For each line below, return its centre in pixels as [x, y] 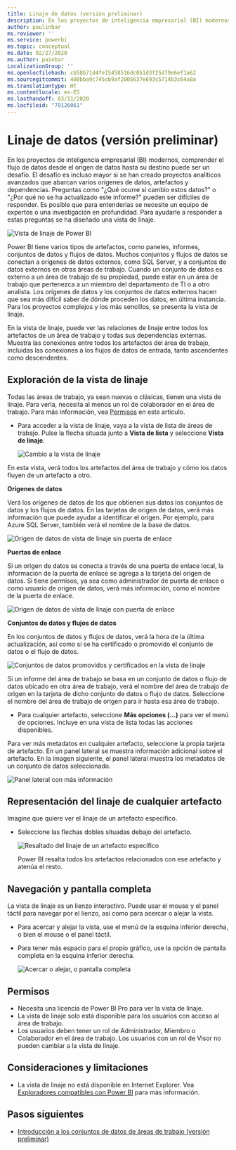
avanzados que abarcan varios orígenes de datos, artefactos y [98, 182]
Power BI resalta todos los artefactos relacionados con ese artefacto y [119, 859]
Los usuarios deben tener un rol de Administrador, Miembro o [106, 1031]
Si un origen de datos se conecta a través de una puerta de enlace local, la [116, 565]
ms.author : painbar [36, 60]
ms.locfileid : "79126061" [45, 106]
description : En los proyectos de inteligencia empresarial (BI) [105, 20]
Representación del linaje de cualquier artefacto [115, 802]
